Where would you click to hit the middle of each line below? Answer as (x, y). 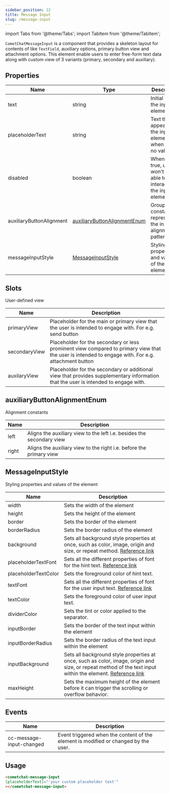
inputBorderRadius (30, 643)
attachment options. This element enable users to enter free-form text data (83, 54)
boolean (82, 178)
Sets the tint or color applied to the (105, 611)
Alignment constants (27, 412)
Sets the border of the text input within (110, 625)
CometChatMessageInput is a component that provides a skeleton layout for (82, 43)
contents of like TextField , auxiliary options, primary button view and (77, 49)
